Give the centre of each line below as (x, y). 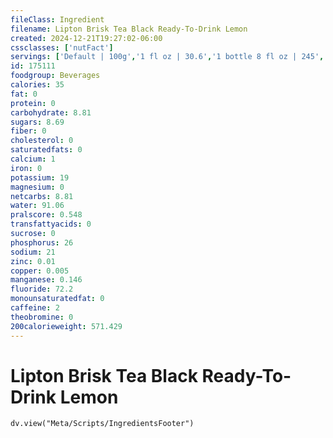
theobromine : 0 (42, 317)
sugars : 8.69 (37, 122)
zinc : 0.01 (33, 261)
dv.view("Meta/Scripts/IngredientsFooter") (102, 424)
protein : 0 (33, 103)
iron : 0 (26, 168)
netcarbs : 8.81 (42, 196)
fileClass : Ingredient (57, 19)
